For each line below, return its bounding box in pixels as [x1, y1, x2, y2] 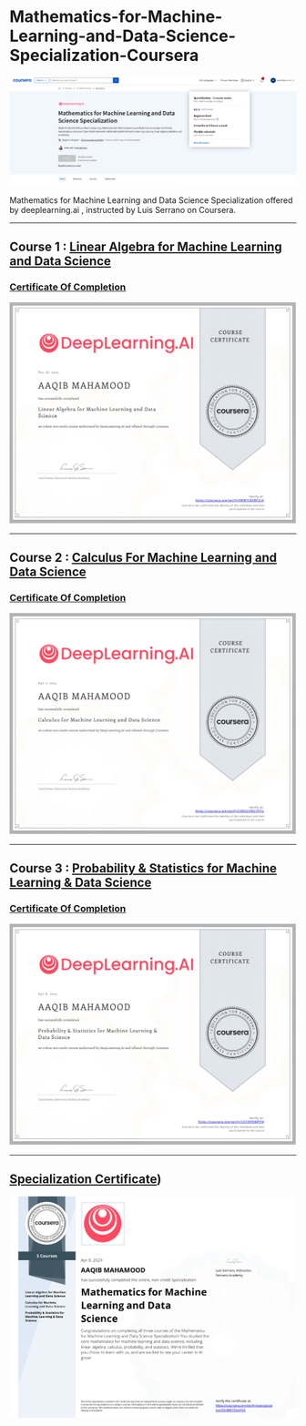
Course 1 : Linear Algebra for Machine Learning [9, 239, 282, 255]
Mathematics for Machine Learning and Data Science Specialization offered [9, 194, 293, 206]
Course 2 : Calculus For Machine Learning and [9, 550, 278, 565]
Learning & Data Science [9, 875, 152, 891]
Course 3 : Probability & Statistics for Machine [9, 861, 278, 876]
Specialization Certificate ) [9, 1172, 162, 1187]
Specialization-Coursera [9, 46, 199, 66]
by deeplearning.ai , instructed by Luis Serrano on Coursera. [9, 204, 237, 215]
